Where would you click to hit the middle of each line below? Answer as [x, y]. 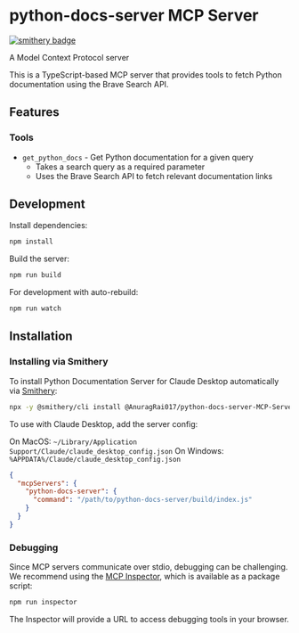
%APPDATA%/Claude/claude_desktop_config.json [95, 459]
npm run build [36, 275]
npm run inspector [43, 603]
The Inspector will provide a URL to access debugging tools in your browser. [149, 619]
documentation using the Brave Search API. [89, 84]
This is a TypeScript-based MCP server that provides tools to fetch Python [145, 74]
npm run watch [36, 308]
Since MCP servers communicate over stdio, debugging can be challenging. [149, 567]
